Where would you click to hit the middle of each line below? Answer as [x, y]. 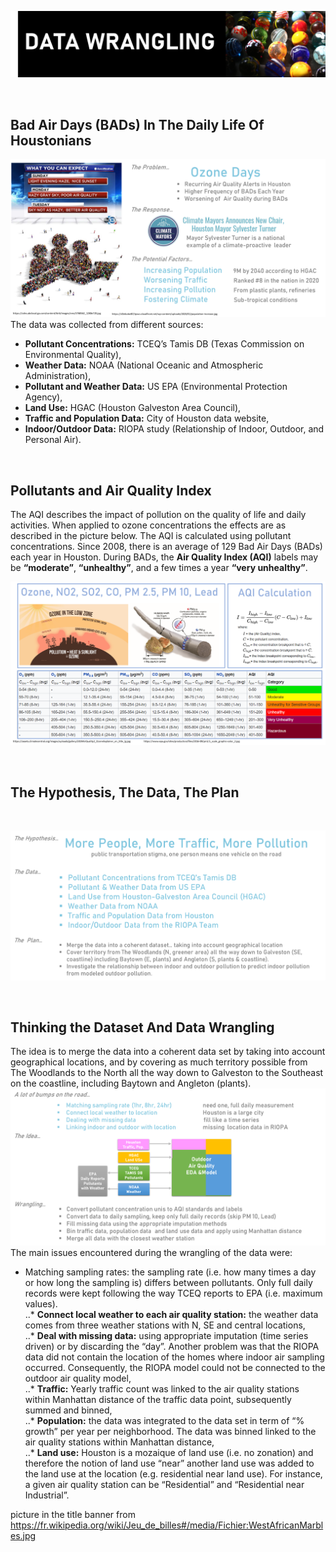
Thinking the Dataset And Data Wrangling [142, 1027]
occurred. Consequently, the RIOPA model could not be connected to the [175, 1367]
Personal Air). [53, 440]
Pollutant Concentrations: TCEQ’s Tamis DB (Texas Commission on [164, 344]
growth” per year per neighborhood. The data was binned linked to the [170, 1431]
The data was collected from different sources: [107, 325]
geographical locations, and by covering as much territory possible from [159, 1062]
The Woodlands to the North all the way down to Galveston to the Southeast [167, 1073]
